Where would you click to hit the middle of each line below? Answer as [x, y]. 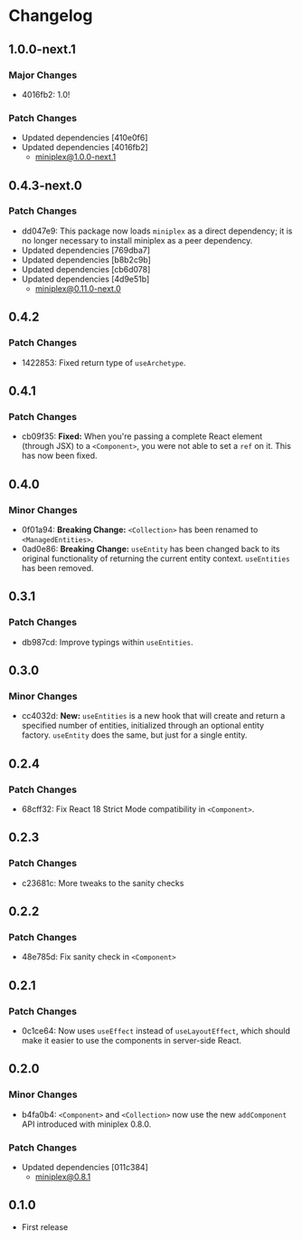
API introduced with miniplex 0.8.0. [86, 1124]
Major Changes [43, 75]
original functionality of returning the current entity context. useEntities [156, 558]
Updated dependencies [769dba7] [86, 250]
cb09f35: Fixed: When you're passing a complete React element [142, 436]
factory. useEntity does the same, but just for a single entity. [134, 735]
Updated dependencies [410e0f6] [85, 138]
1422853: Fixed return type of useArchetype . [104, 362]
